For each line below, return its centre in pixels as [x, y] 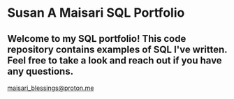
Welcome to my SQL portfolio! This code [97, 39]
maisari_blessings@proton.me [51, 88]
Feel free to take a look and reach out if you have [115, 60]
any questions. [41, 71]
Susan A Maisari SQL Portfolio [96, 13]
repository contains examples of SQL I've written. [117, 49]
